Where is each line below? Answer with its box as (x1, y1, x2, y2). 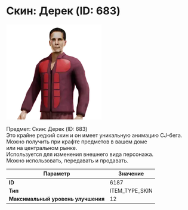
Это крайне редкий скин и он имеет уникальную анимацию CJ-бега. (6, 131, 183, 139)
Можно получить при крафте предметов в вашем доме (6, 138, 147, 145)
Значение (118, 170, 144, 177)
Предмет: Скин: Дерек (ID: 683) (6, 125, 88, 132)
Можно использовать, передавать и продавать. (6, 156, 129, 164)
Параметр (43, 170, 70, 177)
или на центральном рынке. (6, 144, 78, 151)
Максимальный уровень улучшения (8, 195, 105, 203)
